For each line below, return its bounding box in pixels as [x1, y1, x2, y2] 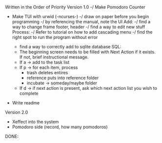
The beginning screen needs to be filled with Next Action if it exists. [19, 49, 156, 55]
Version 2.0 [5, 109, 28, 115]
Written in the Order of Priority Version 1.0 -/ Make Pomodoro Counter [5, 4, 145, 10]
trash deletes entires [26, 70, 68, 75]
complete [19, 90, 39, 96]
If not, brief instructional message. [19, 54, 89, 60]
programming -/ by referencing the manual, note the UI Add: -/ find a [12, 19, 151, 24]
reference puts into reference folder [26, 75, 99, 81]
